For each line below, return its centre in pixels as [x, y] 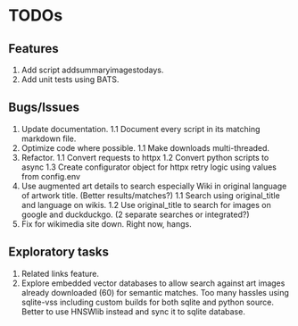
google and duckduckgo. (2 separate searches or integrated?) [136, 214]
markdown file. [49, 138]
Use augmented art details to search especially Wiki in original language [154, 186]
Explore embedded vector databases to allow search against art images [153, 283]
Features [33, 49]
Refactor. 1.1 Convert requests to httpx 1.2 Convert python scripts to [145, 157]
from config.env [51, 176]
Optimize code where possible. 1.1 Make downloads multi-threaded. [145, 147]
